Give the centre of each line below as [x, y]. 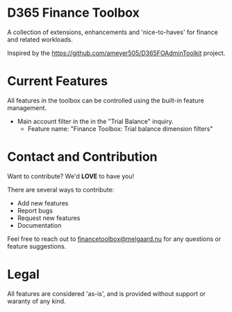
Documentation [39, 225]
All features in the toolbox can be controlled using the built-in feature [106, 100]
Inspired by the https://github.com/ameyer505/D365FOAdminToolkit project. [116, 53]
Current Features [58, 81]
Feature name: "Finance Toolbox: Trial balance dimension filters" [120, 128]
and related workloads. [40, 39]
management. [27, 108]
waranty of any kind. [36, 301]
